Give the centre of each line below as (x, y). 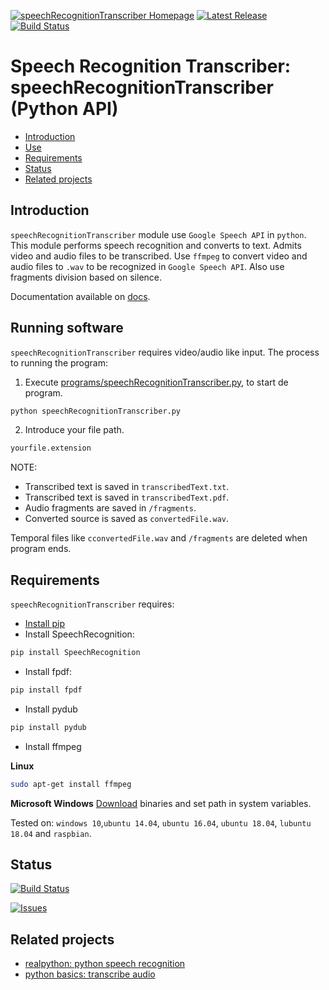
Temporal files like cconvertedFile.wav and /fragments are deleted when (159, 538)
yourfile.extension (51, 448)
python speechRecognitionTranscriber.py (96, 411)
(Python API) (64, 109)
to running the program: (59, 362)
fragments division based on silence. (86, 277)
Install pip (44, 624)
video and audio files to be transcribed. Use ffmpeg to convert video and (159, 256)
